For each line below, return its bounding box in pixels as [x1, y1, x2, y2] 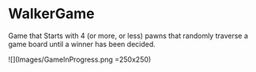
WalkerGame [8, 5, 95, 23]
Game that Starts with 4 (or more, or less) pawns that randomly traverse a [8, 31, 249, 40]
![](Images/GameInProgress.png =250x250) [8, 55, 152, 64]
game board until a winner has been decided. [8, 39, 156, 48]
